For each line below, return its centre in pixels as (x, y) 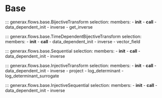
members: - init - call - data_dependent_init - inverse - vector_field (73, 41)
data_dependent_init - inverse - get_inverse (49, 27)
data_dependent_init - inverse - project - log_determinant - (64, 70)
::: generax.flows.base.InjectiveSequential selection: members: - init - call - (81, 85)
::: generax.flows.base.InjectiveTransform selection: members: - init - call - (81, 65)
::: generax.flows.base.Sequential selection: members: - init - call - (73, 51)
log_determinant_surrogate (32, 76)
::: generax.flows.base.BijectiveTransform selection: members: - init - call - (81, 22)
